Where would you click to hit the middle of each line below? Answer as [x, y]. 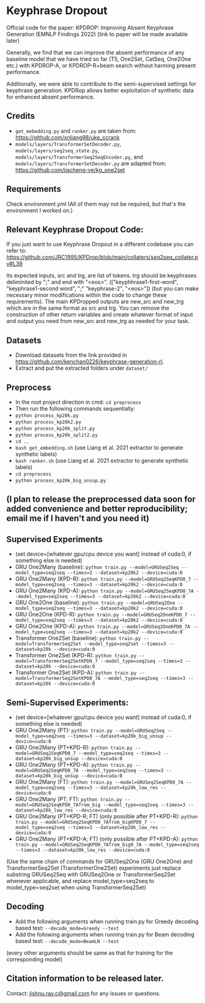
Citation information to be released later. [85, 979]
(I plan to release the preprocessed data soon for [101, 499]
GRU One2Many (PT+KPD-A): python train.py [74, 765]
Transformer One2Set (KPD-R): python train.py [76, 655]
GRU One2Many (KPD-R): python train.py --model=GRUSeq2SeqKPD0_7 [103, 579]
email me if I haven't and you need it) [78, 519]
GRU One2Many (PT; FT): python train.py [69, 799]
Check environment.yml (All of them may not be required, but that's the [96, 204]
